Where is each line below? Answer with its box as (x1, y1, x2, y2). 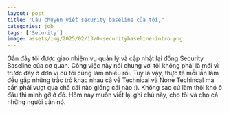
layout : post (7, 10, 45, 17)
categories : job (7, 23, 54, 29)
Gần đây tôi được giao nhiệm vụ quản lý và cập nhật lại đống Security (7, 54, 204, 62)
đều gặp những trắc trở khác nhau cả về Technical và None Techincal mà (7, 76, 215, 84)
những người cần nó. (7, 98, 66, 106)
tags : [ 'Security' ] (7, 29, 63, 36)
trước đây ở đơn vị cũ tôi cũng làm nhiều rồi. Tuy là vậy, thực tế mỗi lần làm (7, 69, 219, 77)
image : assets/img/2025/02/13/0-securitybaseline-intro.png (7, 36, 184, 42)
